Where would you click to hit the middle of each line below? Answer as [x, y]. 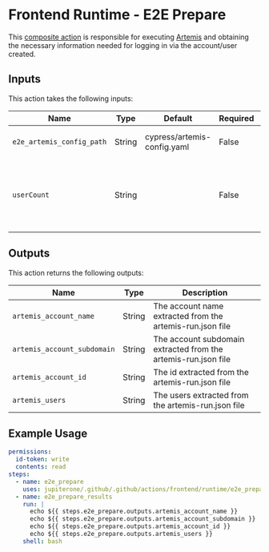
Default [178, 118]
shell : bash [42, 541]
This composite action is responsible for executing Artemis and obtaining [129, 37]
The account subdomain [199, 339]
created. [22, 54]
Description [205, 292]
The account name [189, 306]
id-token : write [42, 459]
